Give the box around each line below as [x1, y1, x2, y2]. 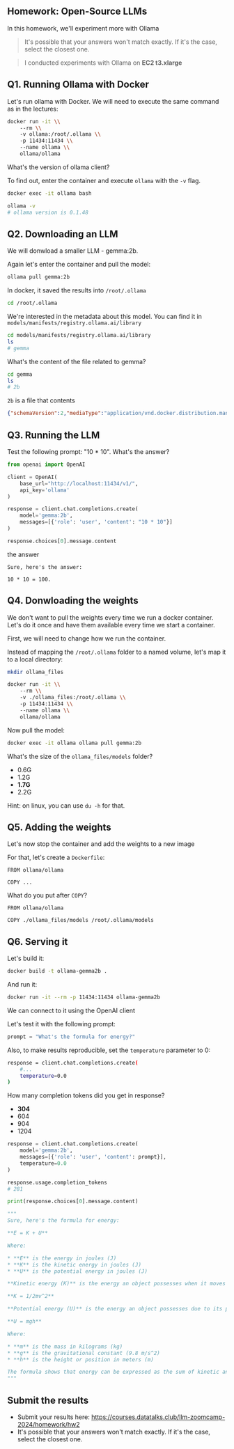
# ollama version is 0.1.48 [7, 209, 89, 216]
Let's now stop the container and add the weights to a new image [7, 840, 195, 848]
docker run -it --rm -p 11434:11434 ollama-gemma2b [7, 994, 160, 1001]
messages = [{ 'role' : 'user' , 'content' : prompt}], [19, 1154, 167, 1161]
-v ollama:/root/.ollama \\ [19, 131, 101, 138]
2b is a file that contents [7, 396, 75, 405]
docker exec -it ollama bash [7, 189, 92, 197]
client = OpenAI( [7, 473, 58, 480]
